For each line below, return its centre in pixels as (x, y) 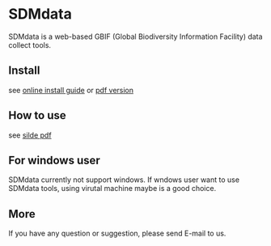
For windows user (55, 160)
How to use (37, 115)
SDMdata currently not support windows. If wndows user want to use (124, 180)
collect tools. (30, 45)
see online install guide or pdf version (71, 90)
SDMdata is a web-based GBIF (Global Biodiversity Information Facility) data (135, 36)
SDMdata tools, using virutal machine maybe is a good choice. (112, 189)
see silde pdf (30, 135)
